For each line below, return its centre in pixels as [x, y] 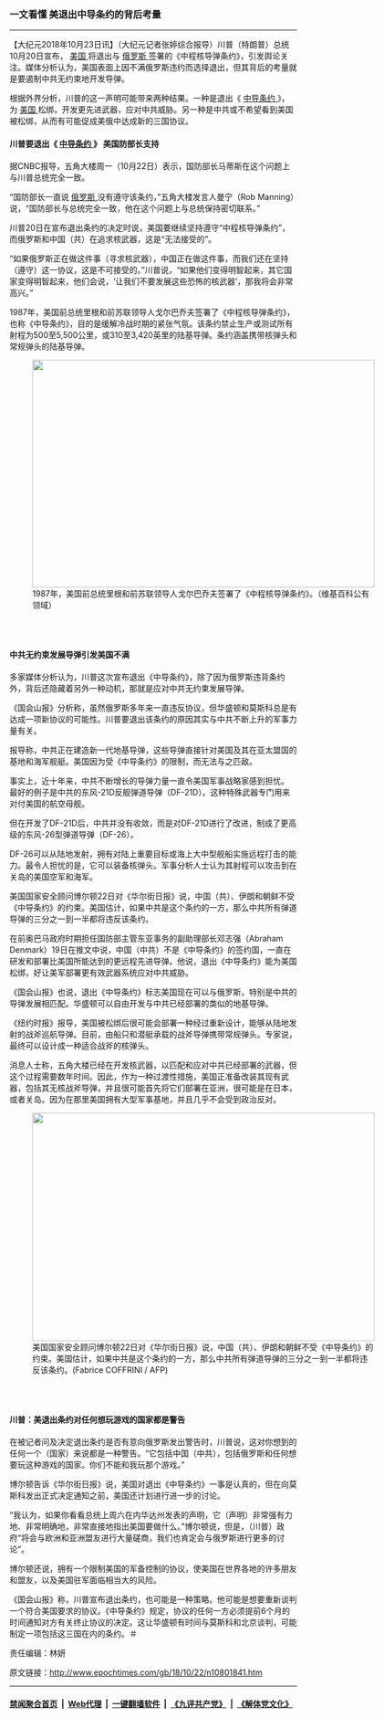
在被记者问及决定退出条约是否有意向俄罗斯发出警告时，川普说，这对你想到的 [153, 1441]
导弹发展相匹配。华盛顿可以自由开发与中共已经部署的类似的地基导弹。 [141, 1003]
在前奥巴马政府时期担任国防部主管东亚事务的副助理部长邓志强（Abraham [146, 938]
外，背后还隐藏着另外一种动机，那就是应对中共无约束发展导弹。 [129, 688]
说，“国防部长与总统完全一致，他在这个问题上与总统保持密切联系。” [135, 208]
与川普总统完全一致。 [49, 177]
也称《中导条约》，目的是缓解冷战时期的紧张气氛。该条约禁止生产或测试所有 [151, 323]
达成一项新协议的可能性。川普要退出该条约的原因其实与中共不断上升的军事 [149, 719]
